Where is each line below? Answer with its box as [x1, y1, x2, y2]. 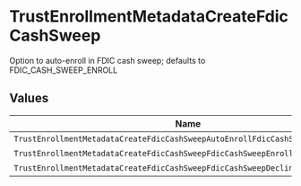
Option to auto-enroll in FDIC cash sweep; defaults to [9, 55, 206, 66]
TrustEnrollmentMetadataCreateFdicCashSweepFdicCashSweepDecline [13, 163, 298, 173]
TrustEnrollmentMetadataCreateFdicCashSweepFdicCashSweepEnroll [13, 148, 294, 158]
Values [9, 91, 49, 106]
